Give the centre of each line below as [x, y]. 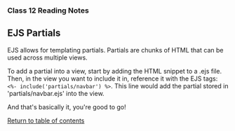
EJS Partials [34, 33]
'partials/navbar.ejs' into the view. [56, 93]
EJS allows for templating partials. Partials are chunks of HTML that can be [115, 50]
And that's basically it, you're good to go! [67, 106]
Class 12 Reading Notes [48, 11]
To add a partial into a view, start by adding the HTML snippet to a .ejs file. [115, 71]
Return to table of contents [46, 120]
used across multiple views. [47, 57]
